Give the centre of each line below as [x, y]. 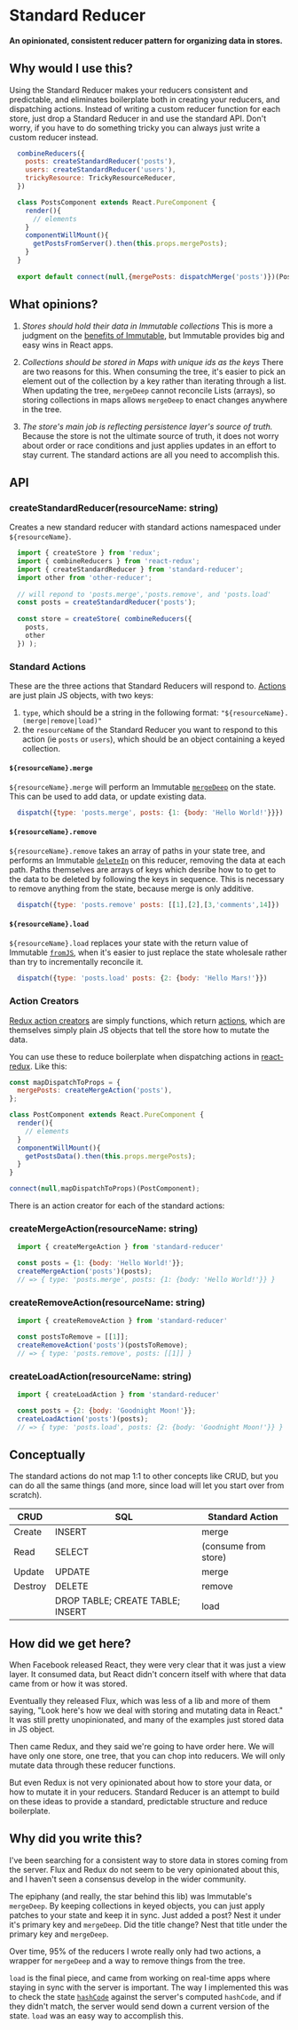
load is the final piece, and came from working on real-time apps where [140, 1978]
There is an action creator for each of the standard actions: [117, 1206]
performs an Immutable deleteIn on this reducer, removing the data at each [147, 860]
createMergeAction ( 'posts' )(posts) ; [85, 1271]
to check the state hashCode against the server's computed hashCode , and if [145, 1996]
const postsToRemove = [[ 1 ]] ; [73, 1337]
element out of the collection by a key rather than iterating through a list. [154, 381]
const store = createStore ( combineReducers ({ [105, 619]
